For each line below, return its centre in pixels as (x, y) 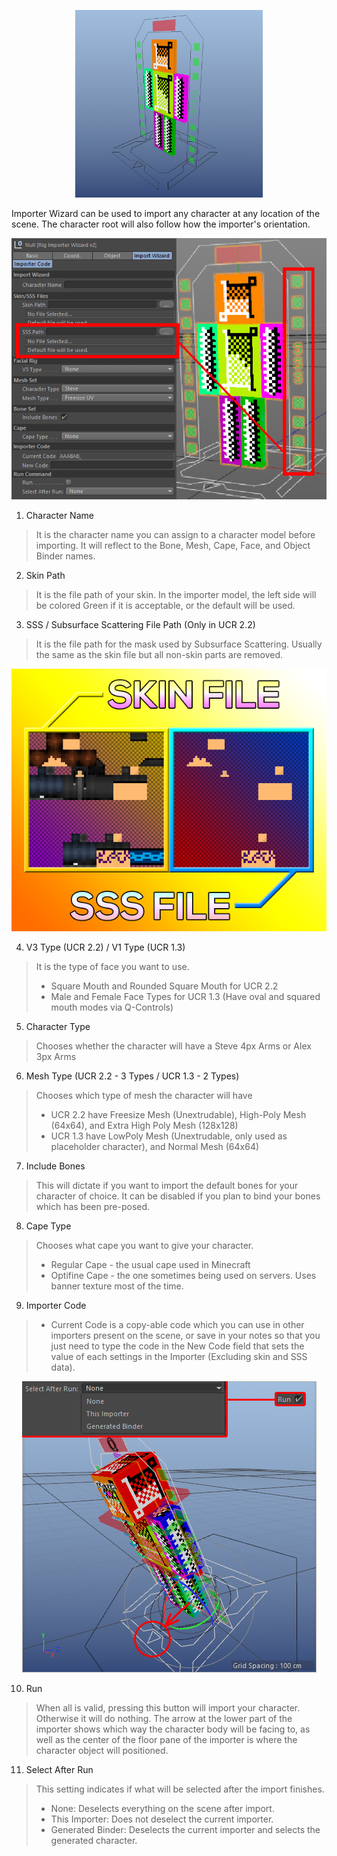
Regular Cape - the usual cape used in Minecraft (150, 1264)
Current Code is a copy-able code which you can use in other (177, 1324)
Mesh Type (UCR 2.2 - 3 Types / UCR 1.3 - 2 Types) (132, 1076)
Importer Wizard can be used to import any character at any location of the (166, 213)
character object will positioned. (102, 1750)
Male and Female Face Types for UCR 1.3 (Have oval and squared (185, 996)
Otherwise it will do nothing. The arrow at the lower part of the (164, 1718)
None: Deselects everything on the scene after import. (162, 1808)
